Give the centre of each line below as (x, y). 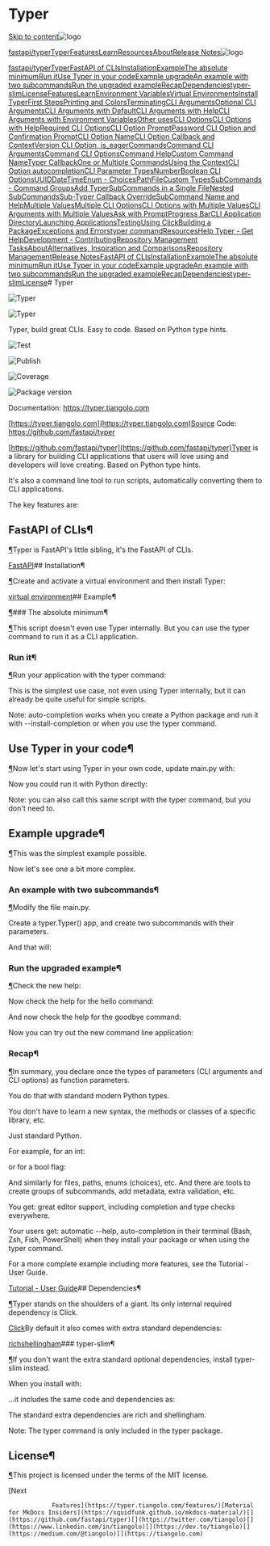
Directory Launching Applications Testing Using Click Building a (110, 222)
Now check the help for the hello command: (81, 1001)
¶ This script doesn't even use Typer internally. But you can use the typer (129, 628)
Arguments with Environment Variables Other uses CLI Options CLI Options (130, 119)
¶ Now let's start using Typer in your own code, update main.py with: (122, 768)
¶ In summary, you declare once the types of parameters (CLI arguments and (135, 1071)
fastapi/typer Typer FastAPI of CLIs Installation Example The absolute (118, 67)
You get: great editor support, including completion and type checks (122, 1207)
